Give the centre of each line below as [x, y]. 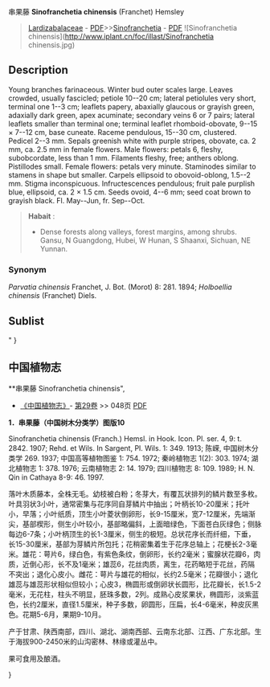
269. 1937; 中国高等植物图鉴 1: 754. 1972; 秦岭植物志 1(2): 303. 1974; [137, 458]
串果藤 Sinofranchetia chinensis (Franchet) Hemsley [96, 12]
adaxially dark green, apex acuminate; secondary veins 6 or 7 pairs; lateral [132, 115]
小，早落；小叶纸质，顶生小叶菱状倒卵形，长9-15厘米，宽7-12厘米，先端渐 [132, 513]
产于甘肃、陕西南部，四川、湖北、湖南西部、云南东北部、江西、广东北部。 [131, 631]
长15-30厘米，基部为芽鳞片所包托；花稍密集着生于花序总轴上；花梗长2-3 [129, 544]
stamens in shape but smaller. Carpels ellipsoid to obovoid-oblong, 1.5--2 [130, 174]
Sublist [26, 321]
